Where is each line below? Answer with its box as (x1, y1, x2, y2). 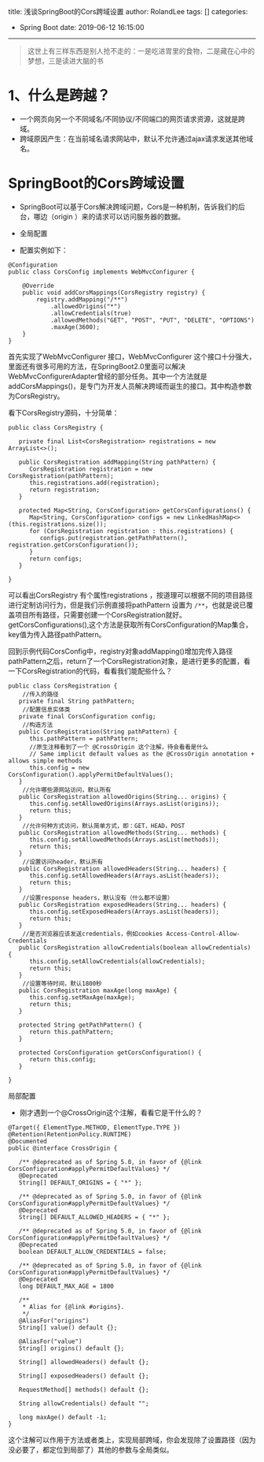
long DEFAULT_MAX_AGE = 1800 (18, 1282, 114, 1290)
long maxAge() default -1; (18, 1413, 108, 1421)
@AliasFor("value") (18, 1337, 82, 1345)
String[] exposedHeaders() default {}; (18, 1371, 149, 1380)
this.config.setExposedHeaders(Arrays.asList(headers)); (28, 908, 220, 916)
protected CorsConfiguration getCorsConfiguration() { (18, 1048, 202, 1057)
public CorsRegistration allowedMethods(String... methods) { (18, 829, 226, 837)
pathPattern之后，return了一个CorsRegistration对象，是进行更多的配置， (8, 656, 244, 666)
